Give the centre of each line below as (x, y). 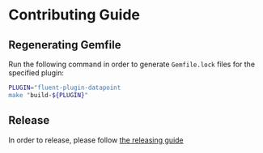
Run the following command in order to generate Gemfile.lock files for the (132, 64)
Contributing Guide (74, 15)
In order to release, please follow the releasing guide (96, 140)
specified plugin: (36, 73)
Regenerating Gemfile (65, 45)
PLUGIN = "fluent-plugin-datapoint (65, 87)
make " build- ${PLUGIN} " (49, 95)
